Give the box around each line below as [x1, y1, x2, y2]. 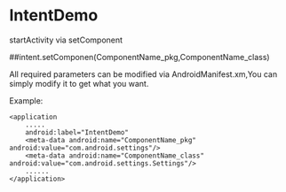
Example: [9, 95, 44, 106]
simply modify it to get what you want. [9, 78, 149, 88]
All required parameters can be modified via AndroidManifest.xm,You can [9, 68, 278, 80]
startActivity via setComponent [9, 35, 123, 45]
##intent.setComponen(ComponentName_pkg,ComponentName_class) [9, 51, 270, 62]
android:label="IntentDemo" [25, 127, 129, 137]
